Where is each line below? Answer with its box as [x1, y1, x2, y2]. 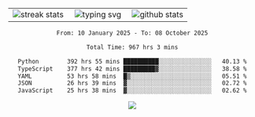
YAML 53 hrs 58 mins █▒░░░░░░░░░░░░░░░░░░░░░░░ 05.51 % [17, 72, 247, 80]
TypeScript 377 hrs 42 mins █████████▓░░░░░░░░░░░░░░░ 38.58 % [17, 64, 247, 73]
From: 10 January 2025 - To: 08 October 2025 [56, 29, 209, 37]
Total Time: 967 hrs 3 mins [86, 43, 179, 51]
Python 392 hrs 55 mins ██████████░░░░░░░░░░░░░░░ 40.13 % [17, 57, 247, 65]
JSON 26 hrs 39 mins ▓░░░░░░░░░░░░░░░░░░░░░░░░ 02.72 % [17, 79, 247, 87]
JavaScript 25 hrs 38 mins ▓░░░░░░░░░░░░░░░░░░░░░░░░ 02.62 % [17, 86, 247, 95]
